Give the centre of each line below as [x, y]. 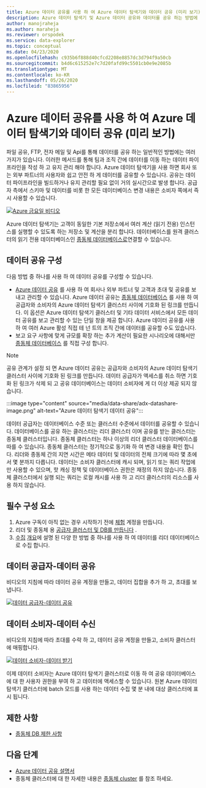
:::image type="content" [37, 403]
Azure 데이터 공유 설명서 [45, 771]
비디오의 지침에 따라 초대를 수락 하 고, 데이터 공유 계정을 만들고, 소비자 [90, 640]
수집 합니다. [36, 545]
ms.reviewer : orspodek [35, 35]
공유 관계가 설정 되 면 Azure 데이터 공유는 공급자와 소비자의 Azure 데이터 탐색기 [102, 368]
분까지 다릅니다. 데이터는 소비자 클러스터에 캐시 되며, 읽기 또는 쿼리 [99, 462]
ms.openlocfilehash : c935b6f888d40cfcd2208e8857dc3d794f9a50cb [89, 58]
